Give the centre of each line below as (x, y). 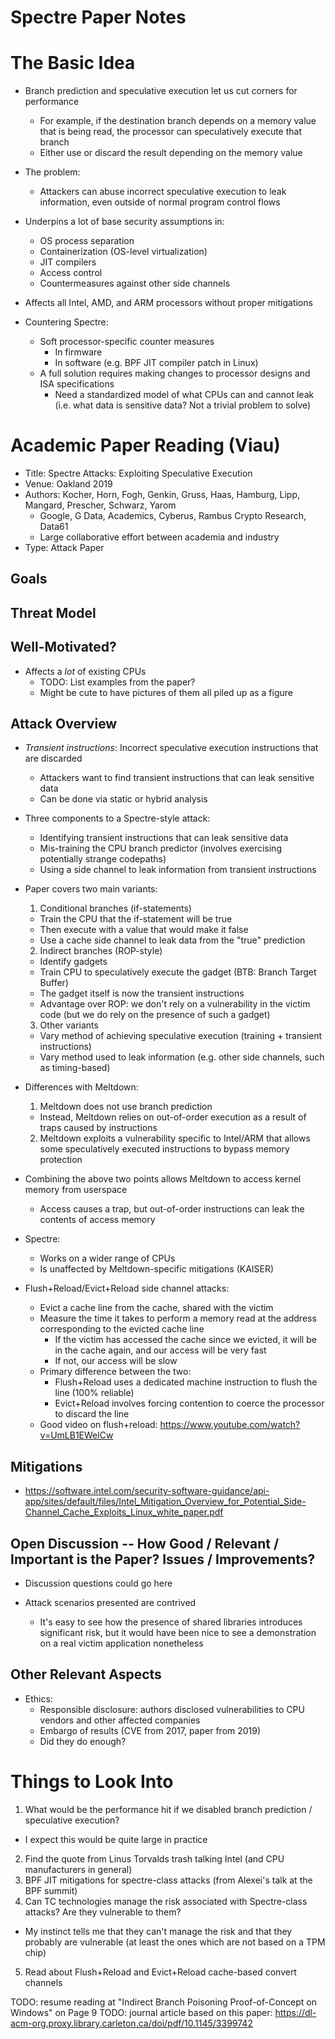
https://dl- (295, 2012)
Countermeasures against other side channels (135, 283)
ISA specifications (77, 384)
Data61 (54, 527)
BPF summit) (51, 1890)
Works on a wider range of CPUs (107, 1258)
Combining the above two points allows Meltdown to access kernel (163, 1179)
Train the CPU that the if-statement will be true (136, 919)
